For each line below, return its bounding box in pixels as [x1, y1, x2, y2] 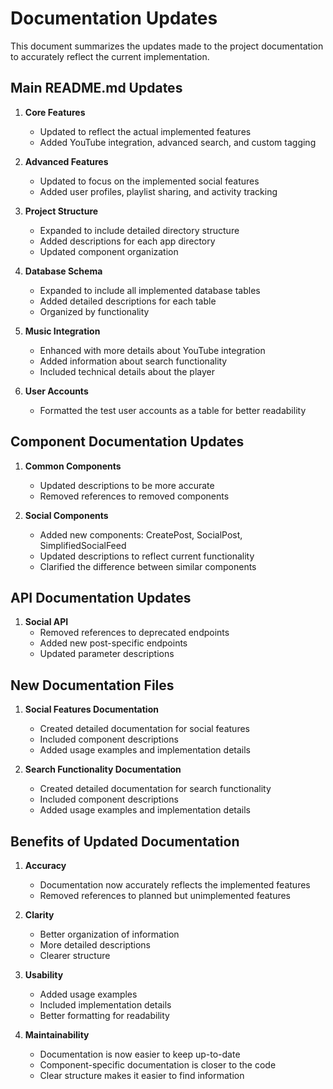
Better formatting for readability [39, 1010, 170, 1021]
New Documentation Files [10, 677, 175, 694]
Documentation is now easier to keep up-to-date [39, 1048, 241, 1060]
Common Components [24, 460, 122, 472]
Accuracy [24, 860, 67, 871]
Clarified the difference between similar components [39, 560, 257, 572]
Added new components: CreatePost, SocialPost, [39, 528, 243, 541]
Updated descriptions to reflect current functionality [39, 550, 255, 562]
